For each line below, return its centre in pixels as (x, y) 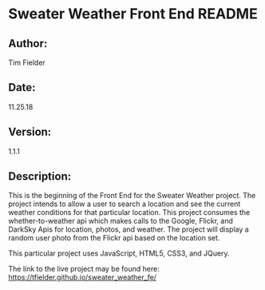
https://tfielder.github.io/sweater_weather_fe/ (83, 277)
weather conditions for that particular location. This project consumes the (129, 213)
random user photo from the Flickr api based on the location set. (114, 238)
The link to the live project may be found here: (84, 269)
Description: (40, 177)
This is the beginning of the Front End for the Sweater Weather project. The (132, 196)
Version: (30, 132)
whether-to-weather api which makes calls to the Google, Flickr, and (121, 221)
